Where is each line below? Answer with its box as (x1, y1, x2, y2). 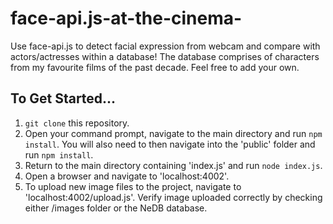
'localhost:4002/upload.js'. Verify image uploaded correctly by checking (24, 191, 323, 203)
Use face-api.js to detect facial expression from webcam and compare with (10, 40, 321, 52)
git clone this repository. (24, 117, 130, 129)
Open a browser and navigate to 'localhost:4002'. (24, 170, 230, 182)
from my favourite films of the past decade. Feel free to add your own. (10, 61, 300, 73)
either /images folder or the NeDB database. (24, 202, 208, 214)
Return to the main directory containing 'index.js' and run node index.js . (24, 159, 323, 171)
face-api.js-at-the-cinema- (10, 7, 243, 30)
